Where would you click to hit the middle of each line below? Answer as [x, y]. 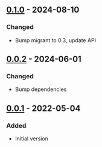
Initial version [31, 139]
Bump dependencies [41, 89]
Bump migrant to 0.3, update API [56, 40]
